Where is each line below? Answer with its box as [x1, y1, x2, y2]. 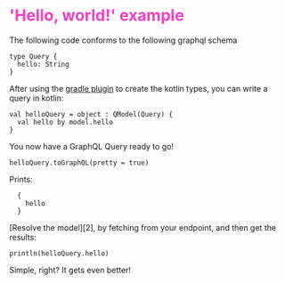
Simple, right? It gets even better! [9, 264, 132, 275]
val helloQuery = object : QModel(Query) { [9, 110, 174, 118]
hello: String [17, 60, 69, 69]
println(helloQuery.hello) [9, 248, 110, 258]
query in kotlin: [9, 93, 64, 103]
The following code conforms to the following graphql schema [9, 35, 238, 45]
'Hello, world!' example [9, 5, 184, 26]
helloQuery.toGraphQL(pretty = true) [9, 158, 150, 167]
